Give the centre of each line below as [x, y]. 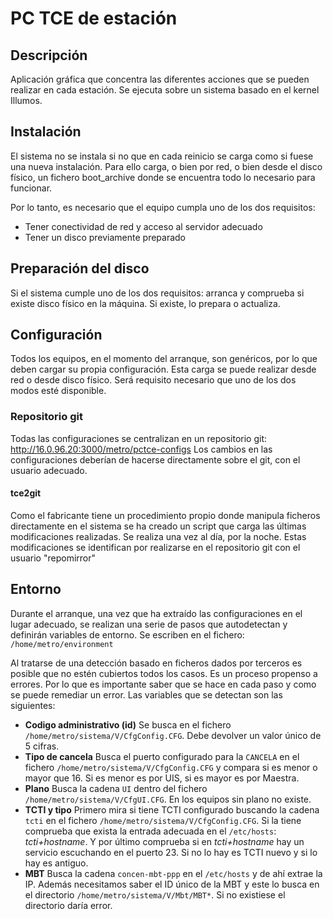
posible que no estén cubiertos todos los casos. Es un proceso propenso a [164, 673]
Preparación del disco [80, 268]
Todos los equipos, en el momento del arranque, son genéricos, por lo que [164, 359]
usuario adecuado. [49, 470]
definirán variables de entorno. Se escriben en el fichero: [127, 634]
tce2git [26, 493]
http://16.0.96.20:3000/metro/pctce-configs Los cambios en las [141, 449]
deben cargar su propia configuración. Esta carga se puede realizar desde [163, 369]
